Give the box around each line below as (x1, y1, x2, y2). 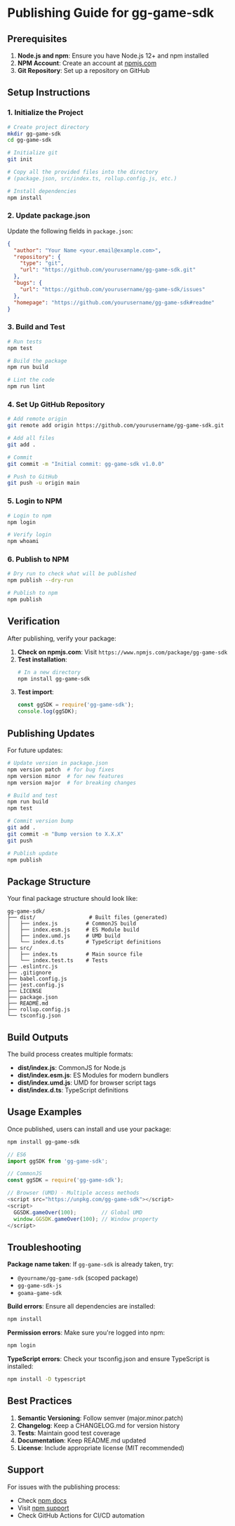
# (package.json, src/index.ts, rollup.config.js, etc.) (7, 175, 177, 182)
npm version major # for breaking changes (7, 779, 137, 787)
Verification (7, 615, 60, 627)
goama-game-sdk (17, 1290, 62, 1297)
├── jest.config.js (7, 982, 65, 989)
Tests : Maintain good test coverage (17, 1428, 121, 1437)
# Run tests (7, 338, 42, 345)
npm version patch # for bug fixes (7, 766, 114, 773)
